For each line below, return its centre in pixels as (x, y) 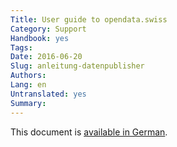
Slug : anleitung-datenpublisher (77, 66)
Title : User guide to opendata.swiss (89, 19)
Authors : (28, 76)
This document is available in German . (89, 132)
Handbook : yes (40, 38)
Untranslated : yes (48, 94)
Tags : (21, 47)
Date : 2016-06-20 (46, 57)
